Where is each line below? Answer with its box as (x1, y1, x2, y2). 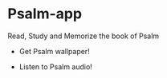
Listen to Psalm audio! (18, 61, 93, 72)
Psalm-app (7, 5, 82, 23)
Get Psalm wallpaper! (18, 46, 90, 56)
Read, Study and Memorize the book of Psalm (7, 31, 160, 41)
